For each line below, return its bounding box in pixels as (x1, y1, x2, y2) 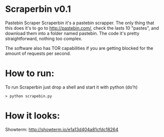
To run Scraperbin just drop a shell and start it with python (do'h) (5, 84, 138, 90)
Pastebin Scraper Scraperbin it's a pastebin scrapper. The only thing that (5, 20, 155, 26)
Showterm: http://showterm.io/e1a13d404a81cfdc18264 (5, 126, 119, 132)
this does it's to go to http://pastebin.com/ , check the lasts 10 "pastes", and (5, 25, 159, 31)
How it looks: (5, 110, 60, 122)
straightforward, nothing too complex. (5, 36, 83, 42)
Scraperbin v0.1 (5, 3, 71, 15)
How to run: (5, 68, 55, 79)
